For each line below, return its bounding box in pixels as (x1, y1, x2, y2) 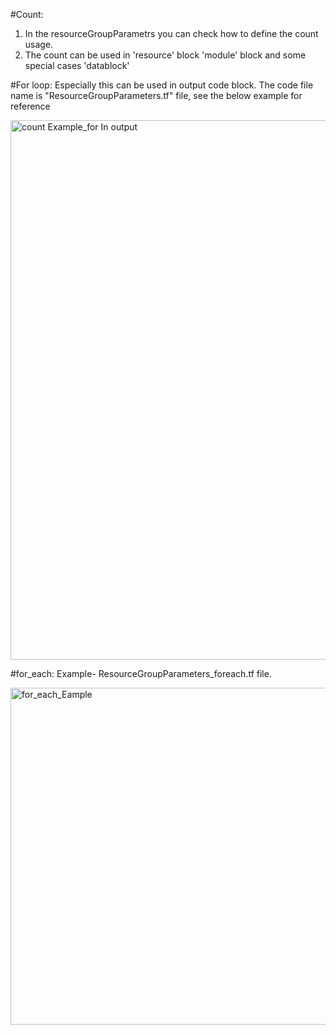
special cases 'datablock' (24, 60, 130, 71)
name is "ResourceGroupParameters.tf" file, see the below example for (10, 90, 303, 101)
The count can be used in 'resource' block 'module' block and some (24, 49, 307, 61)
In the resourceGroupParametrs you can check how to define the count (24, 28, 319, 39)
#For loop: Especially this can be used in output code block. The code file (10, 79, 314, 91)
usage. (24, 39, 54, 50)
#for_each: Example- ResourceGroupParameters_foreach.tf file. (10, 668, 272, 679)
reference (10, 100, 51, 112)
